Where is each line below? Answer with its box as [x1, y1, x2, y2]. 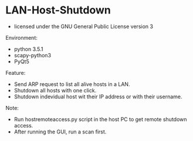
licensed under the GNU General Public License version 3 [13, 23, 154, 30]
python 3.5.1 [13, 45, 43, 53]
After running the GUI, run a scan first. [13, 128, 107, 135]
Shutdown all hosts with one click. [13, 87, 97, 94]
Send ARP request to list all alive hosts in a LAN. [13, 80, 130, 88]
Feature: [5, 69, 26, 76]
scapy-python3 [13, 51, 51, 59]
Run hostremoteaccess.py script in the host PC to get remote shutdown [13, 115, 187, 123]
